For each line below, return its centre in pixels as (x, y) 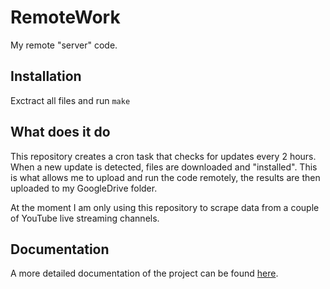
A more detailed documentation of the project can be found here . (144, 273)
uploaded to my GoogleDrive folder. (84, 188)
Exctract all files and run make (70, 100)
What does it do (60, 132)
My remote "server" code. (64, 45)
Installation (46, 76)
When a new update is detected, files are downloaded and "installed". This (164, 167)
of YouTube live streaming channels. (85, 218)
